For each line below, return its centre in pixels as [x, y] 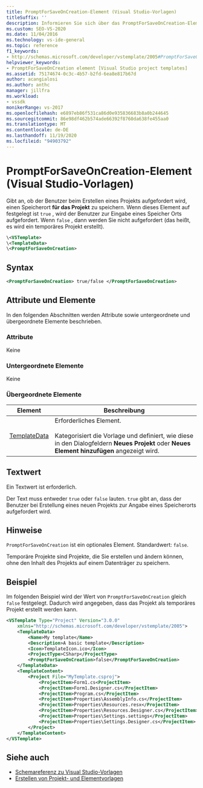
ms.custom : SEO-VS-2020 [36, 29]
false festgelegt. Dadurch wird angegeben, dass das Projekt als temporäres [101, 603]
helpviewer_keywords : [34, 62]
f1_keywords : [23, 51]
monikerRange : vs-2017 [35, 107]
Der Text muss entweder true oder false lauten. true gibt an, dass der [94, 498]
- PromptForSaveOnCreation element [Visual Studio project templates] [97, 68]
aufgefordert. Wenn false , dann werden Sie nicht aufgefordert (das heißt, [98, 220]
